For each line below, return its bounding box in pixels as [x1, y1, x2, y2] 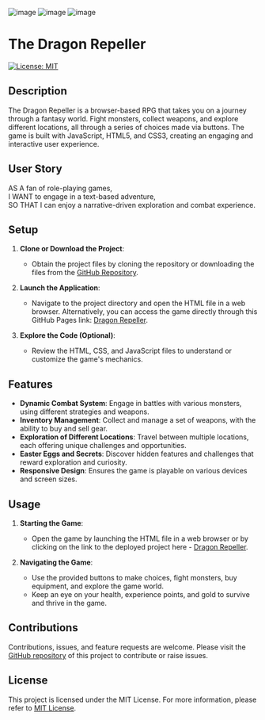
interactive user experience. [8, 139, 100, 148]
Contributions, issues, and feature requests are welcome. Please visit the [8, 642, 247, 652]
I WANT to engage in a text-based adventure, [8, 191, 156, 201]
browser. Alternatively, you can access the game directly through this [31, 307, 258, 316]
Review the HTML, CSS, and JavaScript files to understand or [31, 346, 232, 356]
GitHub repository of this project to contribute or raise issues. [8, 650, 208, 660]
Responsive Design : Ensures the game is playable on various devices [19, 466, 248, 476]
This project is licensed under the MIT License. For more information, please [8, 695, 257, 704]
